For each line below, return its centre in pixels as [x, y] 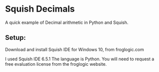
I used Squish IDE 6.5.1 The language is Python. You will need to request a [80, 59]
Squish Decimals [40, 9]
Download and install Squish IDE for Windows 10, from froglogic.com [75, 49]
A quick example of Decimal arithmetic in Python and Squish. [67, 22]
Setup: [15, 38]
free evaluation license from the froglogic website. [56, 64]
